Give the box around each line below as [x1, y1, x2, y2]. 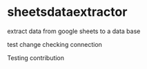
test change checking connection [7, 40, 102, 48]
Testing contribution [7, 53, 64, 62]
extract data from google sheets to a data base [7, 27, 141, 35]
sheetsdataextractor [7, 4, 128, 20]
